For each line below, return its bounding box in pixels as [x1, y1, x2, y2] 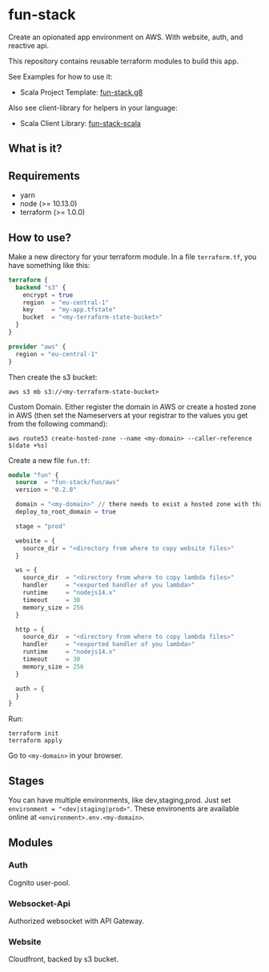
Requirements [8, 169, 80, 182]
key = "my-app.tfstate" [22, 306, 116, 314]
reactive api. [8, 40, 50, 50]
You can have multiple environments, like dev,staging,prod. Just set [8, 795, 231, 805]
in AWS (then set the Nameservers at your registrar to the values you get [8, 410, 248, 420]
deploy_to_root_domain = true [15, 508, 116, 516]
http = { [15, 625, 45, 633]
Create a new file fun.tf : [8, 455, 90, 465]
